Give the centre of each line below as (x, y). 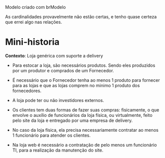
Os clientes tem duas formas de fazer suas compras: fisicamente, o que (86, 110)
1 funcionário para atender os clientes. (51, 135)
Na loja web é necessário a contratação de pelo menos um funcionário (84, 145)
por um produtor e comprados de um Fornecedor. (63, 70)
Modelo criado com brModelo (35, 7)
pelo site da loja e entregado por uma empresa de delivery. (72, 120)
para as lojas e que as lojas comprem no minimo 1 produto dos (76, 85)
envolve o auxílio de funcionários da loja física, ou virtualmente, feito (82, 115)
